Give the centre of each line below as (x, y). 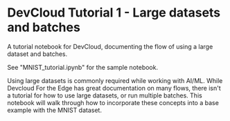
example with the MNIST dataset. (55, 110)
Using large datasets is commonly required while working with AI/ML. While (115, 80)
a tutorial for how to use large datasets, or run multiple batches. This (105, 95)
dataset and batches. (37, 54)
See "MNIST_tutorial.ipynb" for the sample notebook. (82, 67)
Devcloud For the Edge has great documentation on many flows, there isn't (114, 88)
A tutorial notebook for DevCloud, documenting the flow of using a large (110, 46)
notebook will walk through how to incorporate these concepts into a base (113, 102)
